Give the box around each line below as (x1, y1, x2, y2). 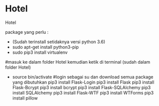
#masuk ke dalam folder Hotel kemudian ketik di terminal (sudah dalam (5, 59, 151, 65)
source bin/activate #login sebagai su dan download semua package (12, 74, 154, 80)
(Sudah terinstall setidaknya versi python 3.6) (12, 38, 105, 45)
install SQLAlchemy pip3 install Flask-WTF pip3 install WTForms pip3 (12, 90, 154, 96)
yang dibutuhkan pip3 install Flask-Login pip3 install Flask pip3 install (12, 79, 155, 85)
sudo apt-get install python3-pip (12, 44, 79, 50)
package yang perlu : (5, 29, 49, 35)
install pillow (12, 95, 38, 101)
